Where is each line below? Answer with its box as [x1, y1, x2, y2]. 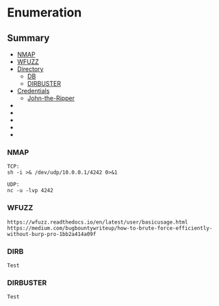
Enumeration [7, 5, 82, 21]
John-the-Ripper [27, 94, 75, 102]
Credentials [16, 87, 50, 95]
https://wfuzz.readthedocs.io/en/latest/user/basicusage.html [7, 218, 188, 226]
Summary [7, 32, 50, 44]
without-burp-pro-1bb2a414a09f [7, 231, 96, 237]
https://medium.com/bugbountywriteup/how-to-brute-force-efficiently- [7, 224, 213, 231]
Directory [16, 65, 44, 73]
